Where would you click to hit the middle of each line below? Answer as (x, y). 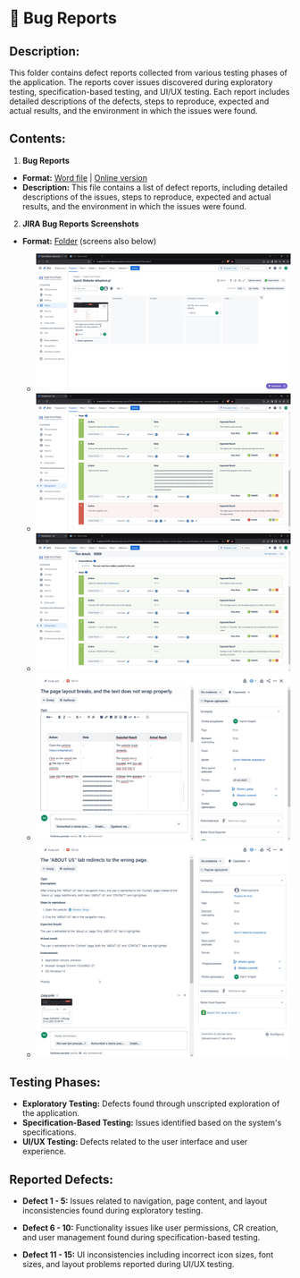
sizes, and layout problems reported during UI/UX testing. (128, 1265)
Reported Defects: (62, 1179)
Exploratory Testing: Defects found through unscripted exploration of (151, 1103)
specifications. (49, 1132)
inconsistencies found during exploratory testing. (112, 1211)
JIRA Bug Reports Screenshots (81, 224)
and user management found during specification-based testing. (141, 1238)
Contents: (37, 139)
